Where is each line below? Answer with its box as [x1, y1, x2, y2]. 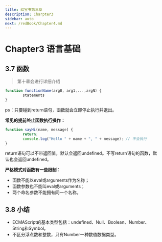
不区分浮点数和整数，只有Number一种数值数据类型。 [12, 232, 119, 238]
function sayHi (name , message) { [5, 127, 73, 132]
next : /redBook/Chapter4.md [5, 21, 63, 26]
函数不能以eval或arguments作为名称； [12, 177, 90, 183]
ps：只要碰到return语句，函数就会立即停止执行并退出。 [5, 107, 116, 113]
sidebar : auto [5, 16, 34, 21]
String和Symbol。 [12, 225, 48, 231]
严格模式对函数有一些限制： [5, 167, 61, 173]
